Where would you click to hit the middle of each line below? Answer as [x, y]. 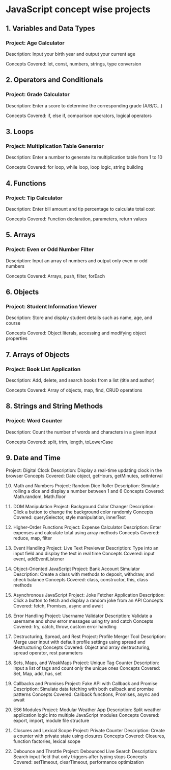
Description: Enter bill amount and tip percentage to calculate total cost [80, 209]
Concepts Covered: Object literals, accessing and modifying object [76, 333]
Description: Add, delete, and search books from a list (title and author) [80, 380]
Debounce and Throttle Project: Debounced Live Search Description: [85, 751]
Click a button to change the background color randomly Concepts [83, 512]
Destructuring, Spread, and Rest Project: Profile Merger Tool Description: [90, 636]
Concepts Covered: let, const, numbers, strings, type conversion [74, 64]
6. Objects [22, 292]
